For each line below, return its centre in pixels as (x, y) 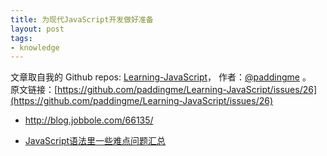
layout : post (37, 29)
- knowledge (35, 47)
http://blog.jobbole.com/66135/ (89, 120)
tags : (21, 38)
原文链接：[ (34, 90)
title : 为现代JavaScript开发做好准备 (82, 19)
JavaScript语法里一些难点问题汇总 (95, 141)
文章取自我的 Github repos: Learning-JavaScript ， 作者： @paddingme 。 (161, 77)
